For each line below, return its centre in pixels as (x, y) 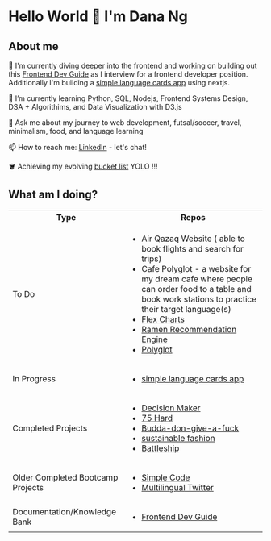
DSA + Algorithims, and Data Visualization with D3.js (96, 107)
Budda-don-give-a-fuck (190, 428)
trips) (152, 259)
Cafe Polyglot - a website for (196, 268)
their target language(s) (186, 309)
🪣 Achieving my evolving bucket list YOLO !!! (83, 166)
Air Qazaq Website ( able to (194, 239)
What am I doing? (53, 195)
